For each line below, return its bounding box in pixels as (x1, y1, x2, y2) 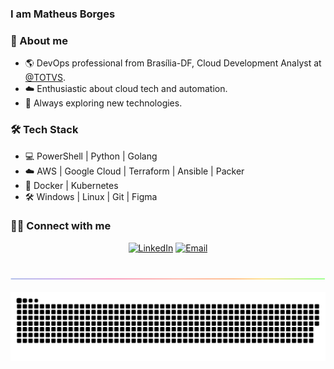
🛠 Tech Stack (10, 123, 79, 137)
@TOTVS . (24, 72, 66, 84)
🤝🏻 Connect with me (10, 219, 112, 233)
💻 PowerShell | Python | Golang (24, 150, 158, 162)
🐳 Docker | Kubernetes (24, 179, 119, 191)
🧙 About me (10, 33, 68, 47)
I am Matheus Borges (10, 7, 116, 21)
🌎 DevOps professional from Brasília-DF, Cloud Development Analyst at (24, 57, 322, 69)
